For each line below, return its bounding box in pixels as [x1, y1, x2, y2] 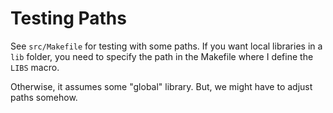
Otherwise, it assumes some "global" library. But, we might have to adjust [10, 80, 313, 92]
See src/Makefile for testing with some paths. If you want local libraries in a [10, 40, 323, 52]
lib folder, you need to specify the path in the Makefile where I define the [10, 50, 314, 62]
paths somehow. [10, 91, 78, 103]
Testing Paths [10, 7, 127, 30]
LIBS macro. [10, 61, 60, 73]
